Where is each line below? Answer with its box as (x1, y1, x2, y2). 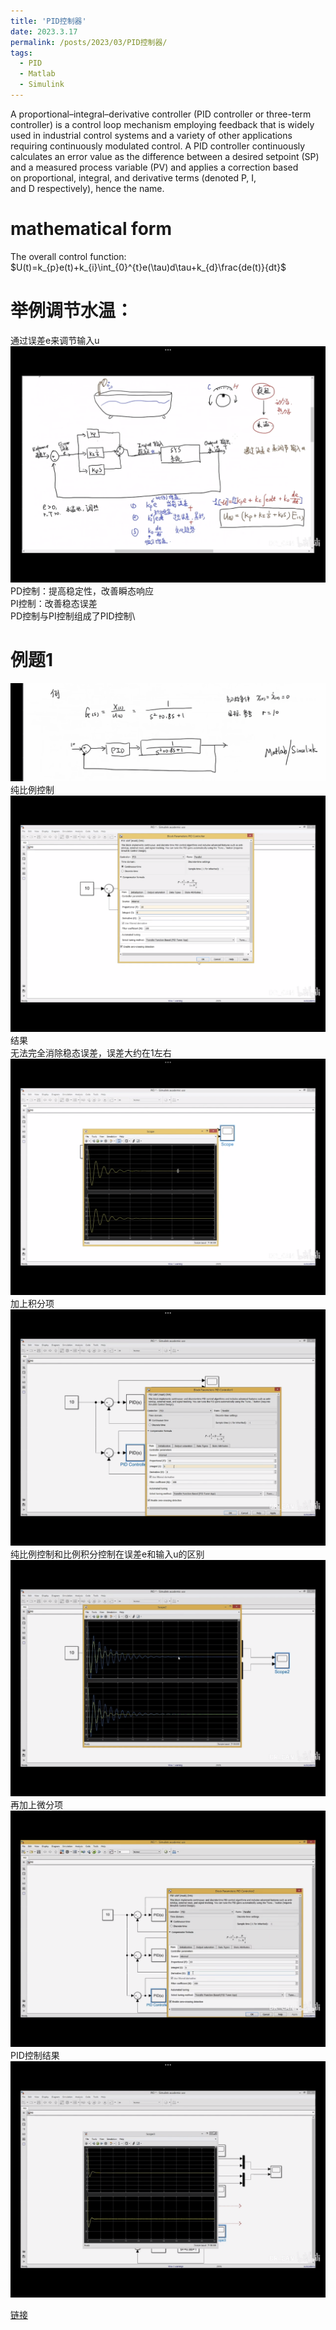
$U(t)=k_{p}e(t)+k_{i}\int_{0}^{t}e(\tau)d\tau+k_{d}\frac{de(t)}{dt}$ (10, 261, 287, 273)
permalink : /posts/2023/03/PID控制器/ (10, 37, 168, 47)
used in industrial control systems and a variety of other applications (10, 129, 293, 141)
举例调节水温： (10, 300, 134, 322)
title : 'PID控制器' (10, 16, 87, 26)
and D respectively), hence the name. (10, 182, 165, 194)
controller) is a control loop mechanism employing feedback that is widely (10, 118, 315, 130)
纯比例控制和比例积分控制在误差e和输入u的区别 (10, 1548, 205, 1560)
